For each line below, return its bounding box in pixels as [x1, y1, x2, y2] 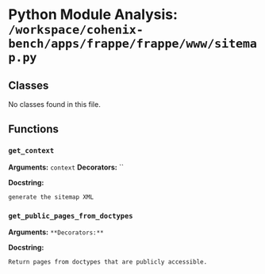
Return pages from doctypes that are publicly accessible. [8, 257, 208, 266]
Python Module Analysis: [8, 6, 179, 24]
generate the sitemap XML [8, 192, 94, 201]
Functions [8, 123, 60, 136]
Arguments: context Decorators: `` [8, 162, 125, 172]
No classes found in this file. [8, 100, 101, 108]
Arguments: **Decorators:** [8, 227, 105, 237]
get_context [8, 147, 55, 155]
